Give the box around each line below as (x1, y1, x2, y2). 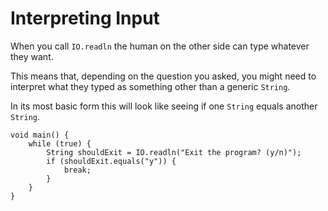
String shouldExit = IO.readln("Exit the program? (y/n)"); (46, 147, 302, 157)
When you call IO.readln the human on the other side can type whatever (10, 40, 310, 52)
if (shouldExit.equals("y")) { (46, 156, 177, 166)
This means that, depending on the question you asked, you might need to (10, 70, 317, 82)
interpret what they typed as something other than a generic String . (10, 80, 291, 92)
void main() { (10, 130, 70, 140)
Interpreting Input (10, 7, 160, 30)
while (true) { (28, 138, 92, 149)
